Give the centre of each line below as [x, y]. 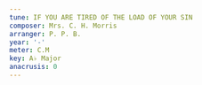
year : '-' [28, 42]
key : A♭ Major [36, 58]
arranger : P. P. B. [45, 34]
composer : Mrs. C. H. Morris [63, 26]
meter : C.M [29, 50]
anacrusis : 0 [33, 67]
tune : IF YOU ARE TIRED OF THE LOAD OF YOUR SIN [101, 17]
